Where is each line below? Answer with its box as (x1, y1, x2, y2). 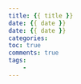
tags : (8, 57, 26, 65)
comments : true (8, 49, 59, 57)
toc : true (8, 42, 42, 50)
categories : (8, 34, 48, 42)
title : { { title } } (8, 11, 74, 20)
